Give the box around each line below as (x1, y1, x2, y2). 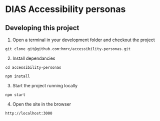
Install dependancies (12, 55, 55, 61)
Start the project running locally (12, 83, 78, 88)
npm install (5, 74, 30, 79)
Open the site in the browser (12, 101, 71, 107)
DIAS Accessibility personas (5, 4, 126, 15)
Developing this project (5, 24, 79, 32)
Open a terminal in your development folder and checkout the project (12, 37, 155, 43)
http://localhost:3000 (5, 111, 52, 116)
